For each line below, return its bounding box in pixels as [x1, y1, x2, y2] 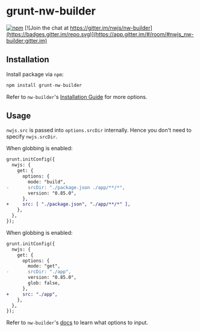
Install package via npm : [6, 71, 64, 78]
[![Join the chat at [25, 24, 69, 31]
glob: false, [28, 280, 61, 286]
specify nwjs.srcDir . [6, 133, 58, 140]
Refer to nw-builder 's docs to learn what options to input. [6, 319, 149, 327]
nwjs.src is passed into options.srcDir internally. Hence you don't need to [6, 127, 192, 134]
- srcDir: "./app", [6, 269, 71, 275]
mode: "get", [28, 263, 61, 269]
